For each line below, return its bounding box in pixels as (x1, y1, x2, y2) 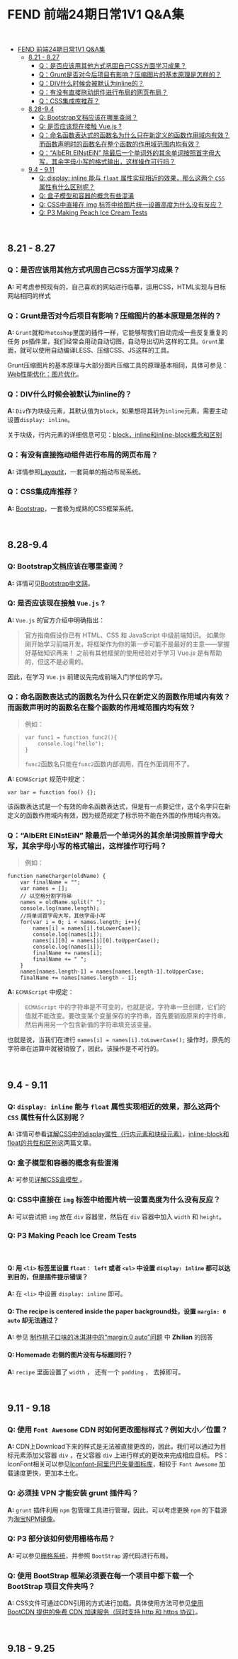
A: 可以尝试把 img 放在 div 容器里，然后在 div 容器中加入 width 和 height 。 (7, 1212, 225, 1221)
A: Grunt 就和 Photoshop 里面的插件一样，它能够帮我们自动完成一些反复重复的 (7, 328, 228, 336)
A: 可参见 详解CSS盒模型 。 (7, 1175, 86, 1184)
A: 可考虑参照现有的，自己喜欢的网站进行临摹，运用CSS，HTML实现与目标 (7, 283, 227, 291)
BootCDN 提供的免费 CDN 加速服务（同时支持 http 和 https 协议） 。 (7, 1608, 202, 1617)
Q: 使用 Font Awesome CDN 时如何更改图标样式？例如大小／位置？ (7, 1425, 228, 1435)
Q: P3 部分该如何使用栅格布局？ (7, 1534, 115, 1544)
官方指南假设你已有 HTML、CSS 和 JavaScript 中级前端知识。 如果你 (24, 631, 225, 639)
